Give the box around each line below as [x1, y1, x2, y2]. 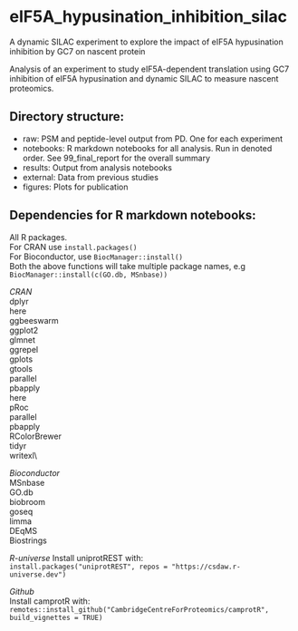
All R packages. [9, 231, 68, 242]
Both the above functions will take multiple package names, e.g [9, 260, 246, 271]
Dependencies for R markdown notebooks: [9, 208, 256, 223]
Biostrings [9, 535, 47, 546]
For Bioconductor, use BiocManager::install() [9, 251, 184, 262]
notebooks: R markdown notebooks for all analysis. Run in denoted [22, 142, 273, 153]
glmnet [9, 334, 36, 345]
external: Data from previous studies [22, 171, 159, 182]
